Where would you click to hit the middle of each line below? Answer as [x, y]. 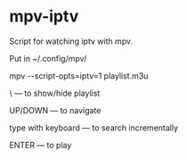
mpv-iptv [44, 17]
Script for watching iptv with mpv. [71, 41]
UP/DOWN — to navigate [55, 110]
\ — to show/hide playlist [55, 93]
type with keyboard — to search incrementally [94, 128]
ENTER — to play [41, 145]
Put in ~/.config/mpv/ [48, 58]
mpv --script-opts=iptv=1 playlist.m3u [79, 75]
